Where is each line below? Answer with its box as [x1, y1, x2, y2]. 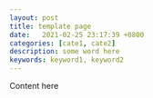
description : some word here [9, 47, 120, 56]
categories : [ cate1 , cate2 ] [9, 38, 117, 48]
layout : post [9, 13, 59, 23]
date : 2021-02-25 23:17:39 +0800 [9, 30, 145, 39]
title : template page [9, 22, 92, 31]
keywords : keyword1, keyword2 [9, 55, 125, 64]
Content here [9, 81, 59, 91]
